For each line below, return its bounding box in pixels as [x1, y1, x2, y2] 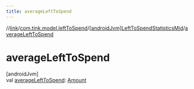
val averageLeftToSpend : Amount [6, 76, 86, 83]
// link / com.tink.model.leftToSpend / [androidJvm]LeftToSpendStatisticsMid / [6, 24, 185, 31]
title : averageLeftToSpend [6, 8, 72, 15]
